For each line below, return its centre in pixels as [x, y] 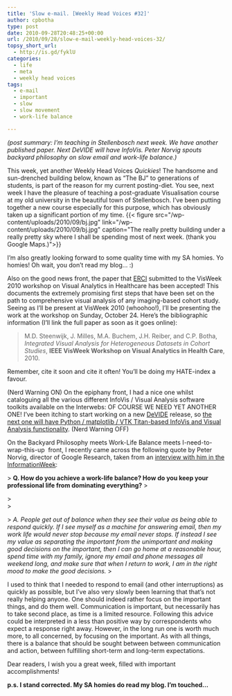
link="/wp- [117, 222]
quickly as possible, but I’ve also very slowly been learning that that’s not [111, 591]
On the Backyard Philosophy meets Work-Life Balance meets [94, 442]
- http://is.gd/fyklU [45, 53]
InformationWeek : [32, 464]
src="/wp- [170, 215]
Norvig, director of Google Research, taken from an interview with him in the [116, 457]
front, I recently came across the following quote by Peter [130, 449]
